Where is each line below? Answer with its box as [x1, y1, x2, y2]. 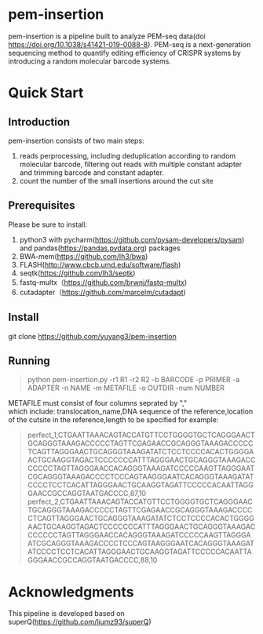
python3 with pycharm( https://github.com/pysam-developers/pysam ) [19, 235, 245, 244]
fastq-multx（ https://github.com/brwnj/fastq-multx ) [19, 277, 188, 287]
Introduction [8, 115, 71, 129]
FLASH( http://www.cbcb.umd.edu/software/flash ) [19, 260, 181, 269]
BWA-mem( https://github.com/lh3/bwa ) [19, 251, 148, 261]
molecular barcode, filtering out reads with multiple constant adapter [19, 159, 243, 169]
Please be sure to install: [8, 220, 88, 229]
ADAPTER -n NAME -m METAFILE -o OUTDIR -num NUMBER [27, 383, 225, 393]
